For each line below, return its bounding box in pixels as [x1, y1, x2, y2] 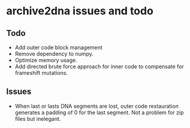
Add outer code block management [14, 44, 103, 51]
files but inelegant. [14, 115, 61, 122]
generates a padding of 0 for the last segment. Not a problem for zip [14, 109, 184, 116]
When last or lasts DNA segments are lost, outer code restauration [14, 102, 179, 109]
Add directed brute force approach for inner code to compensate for [14, 63, 184, 70]
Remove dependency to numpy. [14, 50, 94, 57]
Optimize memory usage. [14, 57, 78, 63]
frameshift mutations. [14, 69, 68, 76]
